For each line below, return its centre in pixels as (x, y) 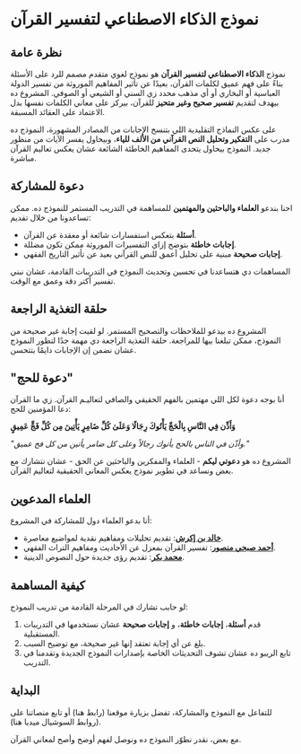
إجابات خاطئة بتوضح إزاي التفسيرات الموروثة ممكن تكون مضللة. (129, 244)
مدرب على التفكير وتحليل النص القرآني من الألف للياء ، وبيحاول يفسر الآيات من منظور (150, 139)
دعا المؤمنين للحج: (40, 409)
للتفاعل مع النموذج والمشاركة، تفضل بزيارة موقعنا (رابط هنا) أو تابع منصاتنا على (141, 712)
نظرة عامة (36, 53)
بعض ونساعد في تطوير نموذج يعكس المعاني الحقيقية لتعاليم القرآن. (122, 470)
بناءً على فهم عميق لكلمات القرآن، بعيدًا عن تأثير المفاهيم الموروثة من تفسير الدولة (147, 83)
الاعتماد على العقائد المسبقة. (58, 112)
